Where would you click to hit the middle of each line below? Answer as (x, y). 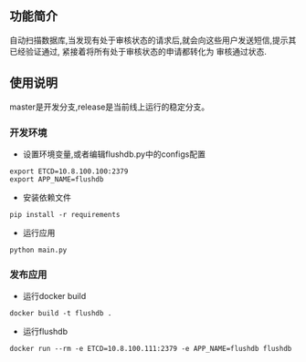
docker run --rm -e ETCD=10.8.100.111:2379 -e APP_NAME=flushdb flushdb (151, 349)
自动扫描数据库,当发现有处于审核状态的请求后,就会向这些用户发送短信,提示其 (153, 40)
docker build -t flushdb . (61, 314)
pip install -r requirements (65, 214)
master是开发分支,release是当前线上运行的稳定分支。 (110, 107)
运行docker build (54, 296)
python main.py (38, 250)
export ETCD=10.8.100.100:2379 (69, 171)
